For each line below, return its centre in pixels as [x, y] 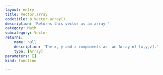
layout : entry [20, 10]
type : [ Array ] [29, 51]
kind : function [21, 61]
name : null [25, 42]
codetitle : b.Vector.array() [35, 19]
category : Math [21, 28]
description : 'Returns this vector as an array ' [58, 24]
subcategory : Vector [27, 33]
